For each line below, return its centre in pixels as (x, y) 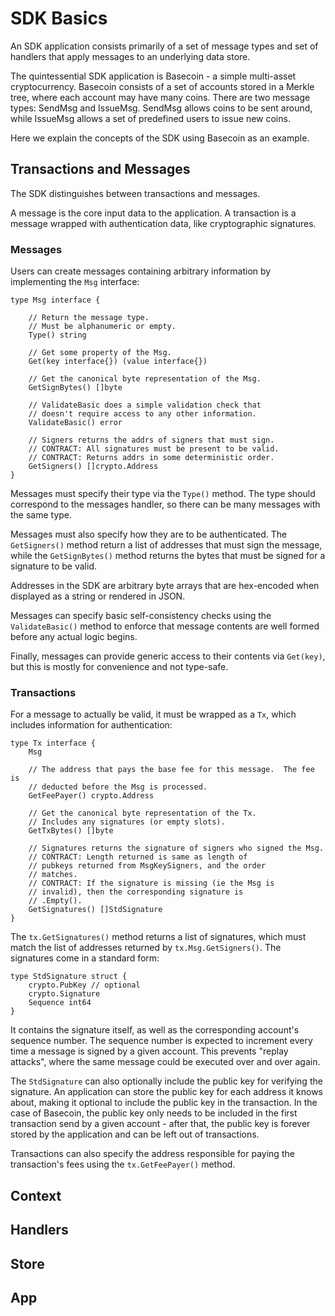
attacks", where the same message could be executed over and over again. (165, 1062)
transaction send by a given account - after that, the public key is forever (160, 1124)
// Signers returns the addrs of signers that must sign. (151, 440)
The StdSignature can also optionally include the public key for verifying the (166, 1081)
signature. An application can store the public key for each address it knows (167, 1092)
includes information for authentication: (91, 725)
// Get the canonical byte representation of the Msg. (145, 379)
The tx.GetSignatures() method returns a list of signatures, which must (158, 937)
